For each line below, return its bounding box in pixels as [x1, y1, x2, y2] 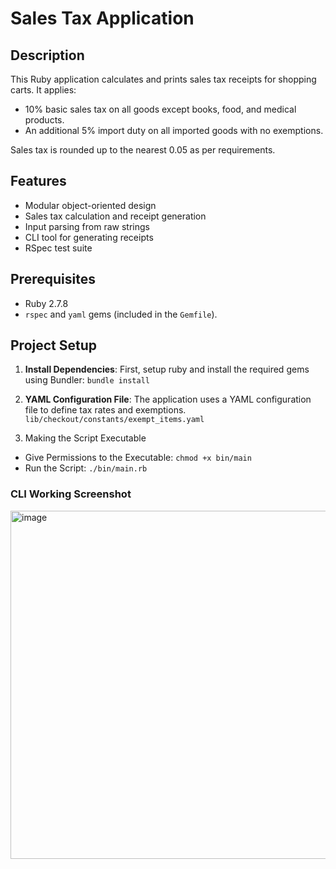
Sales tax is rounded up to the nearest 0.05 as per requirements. [10, 144, 276, 156]
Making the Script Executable [24, 432, 147, 444]
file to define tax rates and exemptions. [24, 404, 187, 416]
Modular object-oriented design [24, 199, 157, 211]
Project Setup [10, 337, 98, 354]
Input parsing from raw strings [24, 220, 150, 232]
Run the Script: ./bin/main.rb [24, 462, 148, 474]
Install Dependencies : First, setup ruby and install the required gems [24, 363, 310, 376]
